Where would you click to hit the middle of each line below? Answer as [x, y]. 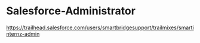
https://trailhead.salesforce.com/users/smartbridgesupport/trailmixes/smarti [100, 27]
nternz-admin [23, 33]
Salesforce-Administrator [71, 11]
